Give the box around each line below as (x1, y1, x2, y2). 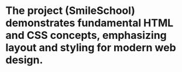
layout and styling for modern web (5, 41, 176, 55)
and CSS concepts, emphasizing (5, 29, 167, 42)
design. (5, 53, 43, 67)
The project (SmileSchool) (5, 4, 136, 17)
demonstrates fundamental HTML (5, 16, 174, 30)
